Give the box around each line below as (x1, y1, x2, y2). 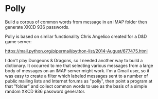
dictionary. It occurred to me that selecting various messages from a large (5, 63, 154, 68)
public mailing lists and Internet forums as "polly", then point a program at (5, 78, 153, 84)
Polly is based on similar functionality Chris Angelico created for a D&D (5, 33, 147, 39)
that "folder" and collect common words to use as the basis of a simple (5, 83, 147, 89)
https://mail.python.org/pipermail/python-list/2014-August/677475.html (5, 48, 148, 54)
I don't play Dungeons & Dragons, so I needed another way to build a (5, 57, 143, 63)
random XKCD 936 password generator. (5, 88, 86, 94)
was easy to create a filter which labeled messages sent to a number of (5, 73, 148, 79)
